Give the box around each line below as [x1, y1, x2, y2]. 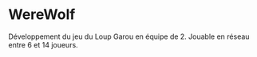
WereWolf [8, 6, 76, 24]
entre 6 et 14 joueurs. [8, 40, 78, 49]
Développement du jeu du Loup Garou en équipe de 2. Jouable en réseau [8, 32, 250, 41]
